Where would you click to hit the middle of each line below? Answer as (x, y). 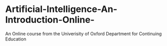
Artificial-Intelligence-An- (61, 9)
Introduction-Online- (50, 20)
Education (16, 39)
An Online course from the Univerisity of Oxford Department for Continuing (83, 33)
